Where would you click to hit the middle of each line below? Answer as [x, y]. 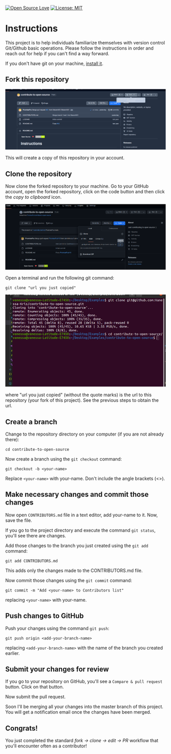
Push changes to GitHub [45, 616]
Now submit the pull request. [36, 697]
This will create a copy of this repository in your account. [65, 158]
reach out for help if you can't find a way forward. [57, 53]
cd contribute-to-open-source [37, 449]
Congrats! [22, 728]
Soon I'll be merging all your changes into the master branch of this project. [84, 707]
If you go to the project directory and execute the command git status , [81, 530]
